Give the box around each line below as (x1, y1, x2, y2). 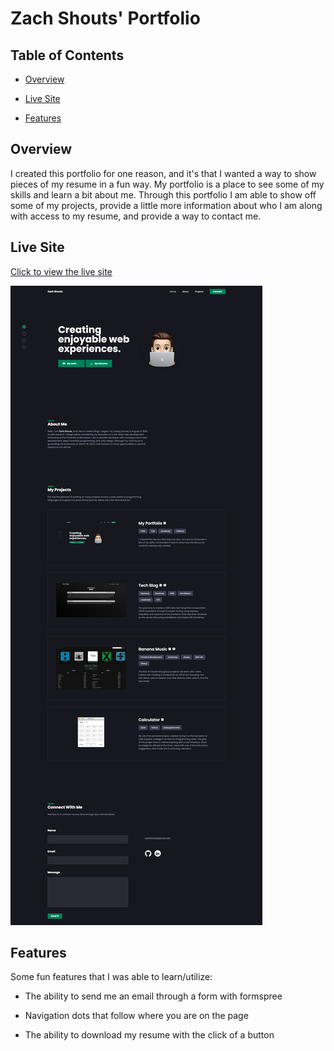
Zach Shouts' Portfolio (10, 7, 201, 30)
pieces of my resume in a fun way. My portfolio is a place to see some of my (10, 178, 325, 190)
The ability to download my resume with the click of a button (24, 1029, 275, 1041)
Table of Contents (10, 47, 125, 64)
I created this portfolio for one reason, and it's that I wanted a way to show (10, 167, 317, 179)
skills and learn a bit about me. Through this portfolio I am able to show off (10, 188, 317, 201)
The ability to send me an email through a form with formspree (24, 990, 283, 1002)
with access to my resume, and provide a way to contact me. (10, 210, 262, 222)
